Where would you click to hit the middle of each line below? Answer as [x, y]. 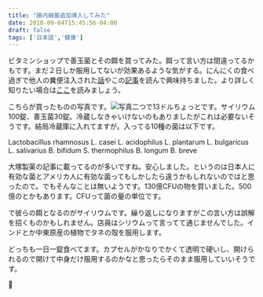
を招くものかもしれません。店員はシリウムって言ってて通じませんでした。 [128, 223]
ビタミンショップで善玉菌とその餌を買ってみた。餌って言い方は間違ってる [128, 60]
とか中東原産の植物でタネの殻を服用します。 [94, 233]
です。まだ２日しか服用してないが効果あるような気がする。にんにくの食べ [135, 71]
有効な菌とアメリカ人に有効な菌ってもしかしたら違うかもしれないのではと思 [131, 177]
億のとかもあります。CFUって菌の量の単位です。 [87, 196]
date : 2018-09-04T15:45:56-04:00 [63, 23]
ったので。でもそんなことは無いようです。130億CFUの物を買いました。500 [130, 186]
